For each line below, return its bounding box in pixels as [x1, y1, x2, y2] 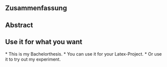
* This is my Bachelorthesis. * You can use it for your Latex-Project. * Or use [5, 51, 162, 57]
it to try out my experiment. [5, 56, 61, 62]
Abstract [5, 21, 33, 29]
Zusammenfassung [5, 4, 67, 12]
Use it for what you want [5, 38, 83, 46]
